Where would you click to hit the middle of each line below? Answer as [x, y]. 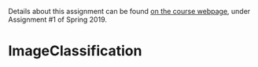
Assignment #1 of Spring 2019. [58, 19]
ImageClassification [75, 51]
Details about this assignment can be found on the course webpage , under [129, 11]
